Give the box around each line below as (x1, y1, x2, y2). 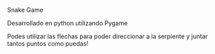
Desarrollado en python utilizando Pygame (7, 19, 128, 27)
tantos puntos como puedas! (7, 40, 89, 47)
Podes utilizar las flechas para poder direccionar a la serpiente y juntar (7, 32, 208, 40)
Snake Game (7, 6, 43, 14)
